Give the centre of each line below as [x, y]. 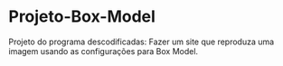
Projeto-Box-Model [82, 17]
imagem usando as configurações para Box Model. [104, 51]
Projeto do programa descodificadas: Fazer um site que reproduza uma [141, 42]
